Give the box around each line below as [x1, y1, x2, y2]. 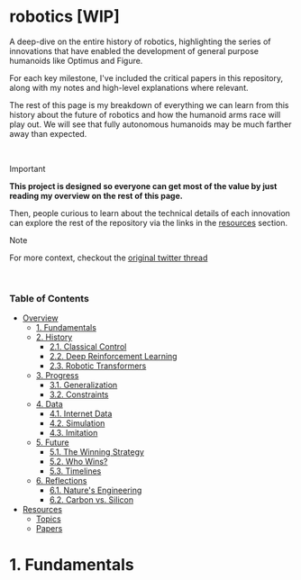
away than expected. [9, 128, 87, 139]
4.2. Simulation [49, 418, 105, 429]
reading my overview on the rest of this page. [9, 190, 183, 201]
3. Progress [35, 370, 79, 381]
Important [9, 163, 46, 174]
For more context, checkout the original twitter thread [9, 252, 208, 263]
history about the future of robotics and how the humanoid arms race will [9, 109, 281, 120]
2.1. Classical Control [49, 341, 127, 352]
